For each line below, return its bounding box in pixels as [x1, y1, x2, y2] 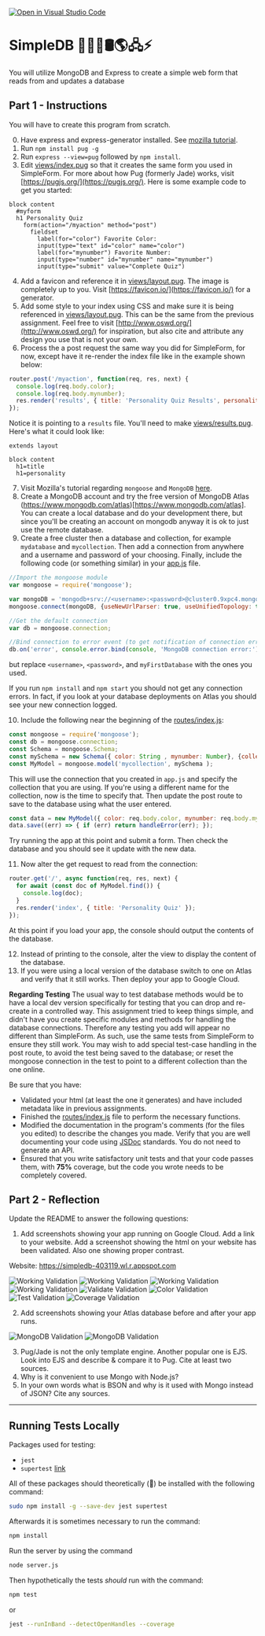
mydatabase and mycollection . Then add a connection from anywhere [20, 542, 245, 551]
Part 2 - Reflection [9, 1192, 101, 1207]
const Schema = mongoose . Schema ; [9, 745, 119, 753]
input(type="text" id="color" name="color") [37, 241, 186, 249]
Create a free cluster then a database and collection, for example [20, 533, 231, 543]
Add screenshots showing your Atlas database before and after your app [20, 1308, 256, 1317]
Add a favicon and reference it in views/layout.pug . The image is [20, 276, 230, 286]
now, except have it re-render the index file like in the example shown [20, 351, 246, 361]
